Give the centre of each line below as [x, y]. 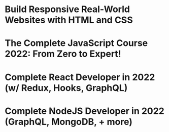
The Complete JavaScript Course [76, 43]
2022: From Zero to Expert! [63, 54]
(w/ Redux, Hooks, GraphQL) [66, 88]
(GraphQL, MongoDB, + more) [69, 122]
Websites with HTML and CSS [69, 20]
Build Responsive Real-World [67, 9]
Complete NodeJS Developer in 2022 [84, 111]
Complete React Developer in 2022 [80, 77]
